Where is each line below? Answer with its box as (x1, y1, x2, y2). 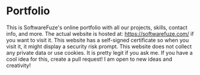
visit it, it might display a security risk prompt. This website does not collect (6, 43, 192, 50)
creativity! (6, 61, 31, 69)
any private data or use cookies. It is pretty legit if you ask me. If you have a (6, 49, 193, 56)
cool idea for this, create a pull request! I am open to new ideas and (6, 55, 172, 62)
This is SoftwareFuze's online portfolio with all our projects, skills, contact (6, 24, 187, 31)
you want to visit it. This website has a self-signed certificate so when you (6, 36, 189, 43)
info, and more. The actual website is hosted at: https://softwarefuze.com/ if (6, 30, 194, 37)
